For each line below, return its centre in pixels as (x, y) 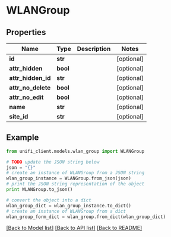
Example (23, 138)
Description (94, 49)
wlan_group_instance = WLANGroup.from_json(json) (69, 178)
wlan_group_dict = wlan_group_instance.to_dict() (69, 206)
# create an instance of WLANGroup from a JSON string (75, 173)
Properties (26, 32)
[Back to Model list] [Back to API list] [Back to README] (74, 228)
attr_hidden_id (30, 78)
